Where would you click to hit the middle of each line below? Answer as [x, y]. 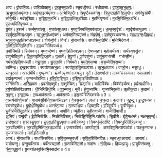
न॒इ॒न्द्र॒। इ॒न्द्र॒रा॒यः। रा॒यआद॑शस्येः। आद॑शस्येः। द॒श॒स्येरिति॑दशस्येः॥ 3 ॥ [58, 95]
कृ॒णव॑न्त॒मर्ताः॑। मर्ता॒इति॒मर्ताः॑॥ [27, 133]
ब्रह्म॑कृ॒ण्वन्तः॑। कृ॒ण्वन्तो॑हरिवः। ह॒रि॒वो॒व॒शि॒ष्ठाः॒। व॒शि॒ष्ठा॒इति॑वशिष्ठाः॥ [54, 78]
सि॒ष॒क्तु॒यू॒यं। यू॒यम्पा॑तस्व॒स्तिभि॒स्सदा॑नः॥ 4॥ [38, 149]
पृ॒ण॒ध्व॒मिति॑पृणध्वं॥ [19, 24]
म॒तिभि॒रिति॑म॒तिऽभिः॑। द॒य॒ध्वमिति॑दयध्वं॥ [34, 46]
